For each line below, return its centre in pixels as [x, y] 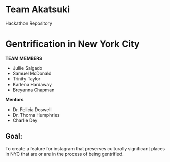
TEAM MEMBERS [24, 58]
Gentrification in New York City [72, 44]
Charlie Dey [25, 120]
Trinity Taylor [27, 79]
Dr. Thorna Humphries [36, 115]
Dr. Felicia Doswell [32, 109]
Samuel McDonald [32, 73]
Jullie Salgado [27, 68]
